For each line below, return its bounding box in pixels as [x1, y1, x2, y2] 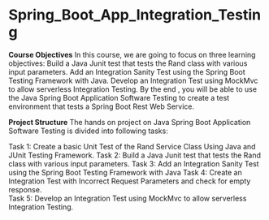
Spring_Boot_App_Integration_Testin [8, 6, 262, 24]
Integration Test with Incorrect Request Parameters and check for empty [8, 176, 251, 186]
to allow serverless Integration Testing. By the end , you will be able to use [8, 84, 258, 94]
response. [8, 184, 42, 194]
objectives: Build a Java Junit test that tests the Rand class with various [8, 58, 248, 68]
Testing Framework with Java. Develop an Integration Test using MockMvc [8, 75, 258, 85]
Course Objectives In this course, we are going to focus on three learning [8, 50, 256, 59]
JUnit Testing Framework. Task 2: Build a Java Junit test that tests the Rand [8, 150, 262, 160]
